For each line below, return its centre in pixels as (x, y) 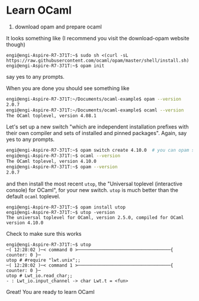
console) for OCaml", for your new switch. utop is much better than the (92, 190)
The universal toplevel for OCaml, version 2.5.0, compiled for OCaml (95, 217)
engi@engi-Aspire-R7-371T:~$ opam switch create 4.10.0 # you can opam (98, 150)
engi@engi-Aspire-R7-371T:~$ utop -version (61, 212)
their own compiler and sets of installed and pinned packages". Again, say (97, 133)
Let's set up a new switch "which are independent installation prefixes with (97, 127)
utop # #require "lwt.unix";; (44, 260)
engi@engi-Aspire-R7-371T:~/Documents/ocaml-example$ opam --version (94, 99)
